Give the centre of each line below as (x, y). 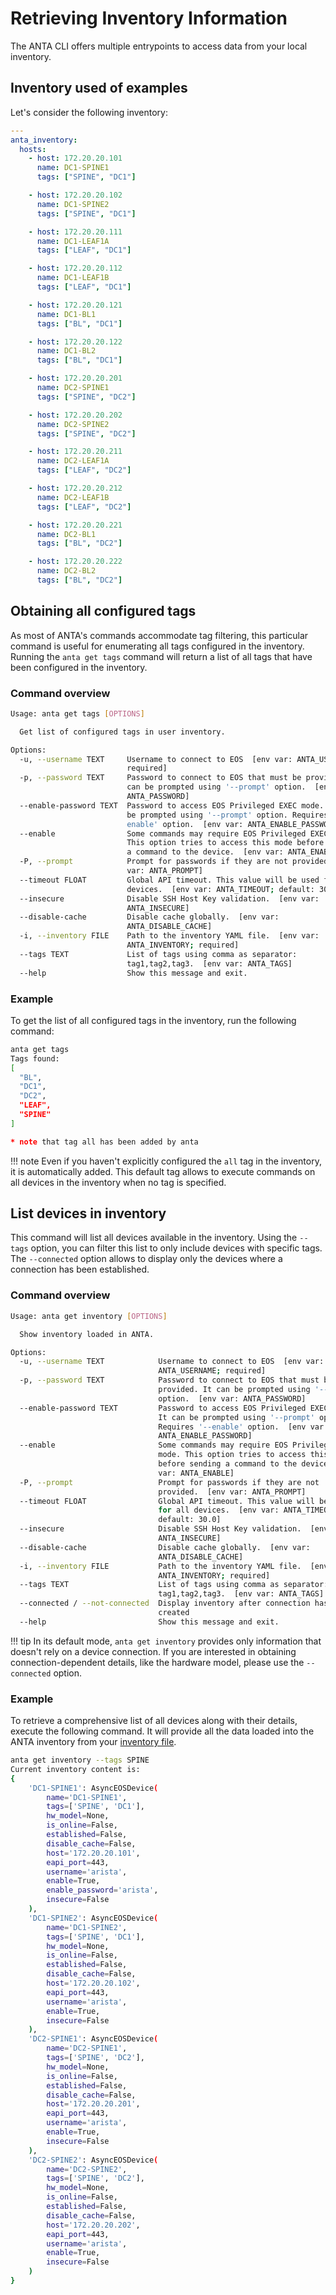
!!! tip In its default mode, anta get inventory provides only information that (166, 1641)
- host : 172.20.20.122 (75, 342)
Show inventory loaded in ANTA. (87, 1334)
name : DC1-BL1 (66, 314)
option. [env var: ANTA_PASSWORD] (232, 1398)
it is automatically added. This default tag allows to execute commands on (163, 1171)
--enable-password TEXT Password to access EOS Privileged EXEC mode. (172, 805)
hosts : (33, 149)
